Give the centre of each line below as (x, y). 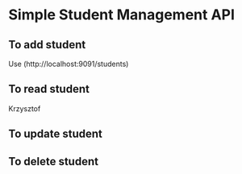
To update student (55, 134)
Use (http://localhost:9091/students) (69, 64)
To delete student (54, 162)
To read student (49, 89)
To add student (47, 45)
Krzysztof (25, 108)
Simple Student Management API (122, 15)
